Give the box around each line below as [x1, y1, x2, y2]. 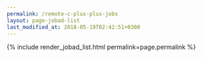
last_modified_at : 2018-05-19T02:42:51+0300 [6, 23, 141, 30]
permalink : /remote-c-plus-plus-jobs [6, 10, 119, 18]
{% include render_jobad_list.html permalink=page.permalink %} [6, 43, 197, 52]
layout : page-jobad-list [6, 17, 80, 24]
